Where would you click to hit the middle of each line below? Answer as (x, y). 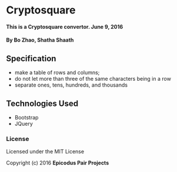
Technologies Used (42, 103)
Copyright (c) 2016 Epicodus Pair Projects (58, 163)
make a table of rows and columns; (57, 73)
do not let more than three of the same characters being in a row (93, 79)
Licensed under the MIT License (45, 152)
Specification (31, 58)
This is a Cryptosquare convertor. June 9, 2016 (65, 26)
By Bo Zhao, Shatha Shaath (40, 40)
